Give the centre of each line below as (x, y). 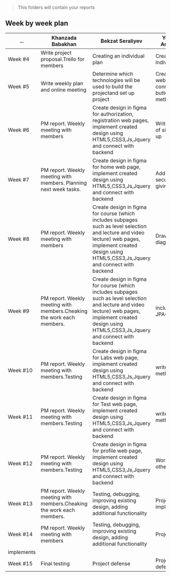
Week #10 (20, 370)
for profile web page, (117, 450)
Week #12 (20, 463)
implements (22, 552)
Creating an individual (119, 56)
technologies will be (116, 80)
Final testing (55, 563)
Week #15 (20, 563)
